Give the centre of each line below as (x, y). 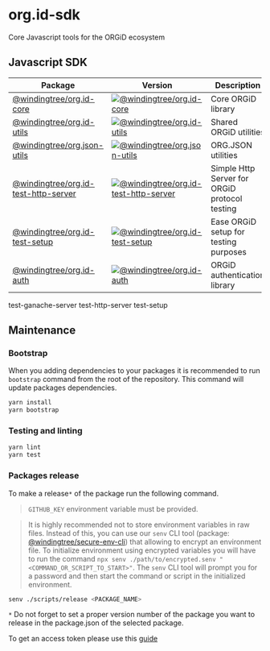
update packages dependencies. (63, 388)
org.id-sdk (44, 15)
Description (238, 85)
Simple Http (233, 168)
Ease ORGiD (233, 222)
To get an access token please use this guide (83, 639)
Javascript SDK (48, 62)
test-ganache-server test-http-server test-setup (88, 305)
